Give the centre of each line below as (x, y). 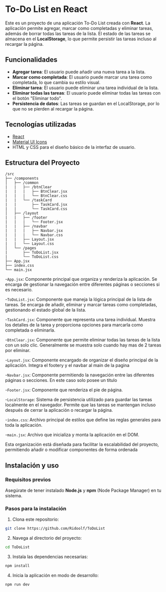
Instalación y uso (32, 465)
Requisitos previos (28, 479)
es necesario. (19, 290)
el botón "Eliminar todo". (37, 98)
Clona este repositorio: (35, 519)
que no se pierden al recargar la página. (53, 109)
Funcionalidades (31, 60)
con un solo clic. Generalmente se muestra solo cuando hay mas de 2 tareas (83, 345)
